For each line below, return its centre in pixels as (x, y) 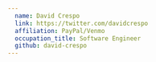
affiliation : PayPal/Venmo (60, 31)
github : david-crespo (51, 46)
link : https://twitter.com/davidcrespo (82, 23)
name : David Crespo (47, 16)
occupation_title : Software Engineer (78, 38)
